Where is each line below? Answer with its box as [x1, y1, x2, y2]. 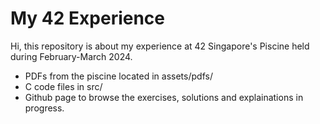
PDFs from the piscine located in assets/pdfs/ [24, 70, 213, 82]
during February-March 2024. [10, 50, 133, 62]
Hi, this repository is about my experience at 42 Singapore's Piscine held [10, 40, 310, 52]
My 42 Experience [10, 7, 166, 30]
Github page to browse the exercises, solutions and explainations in [24, 91, 304, 103]
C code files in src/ [24, 80, 103, 92]
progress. [24, 102, 65, 114]
